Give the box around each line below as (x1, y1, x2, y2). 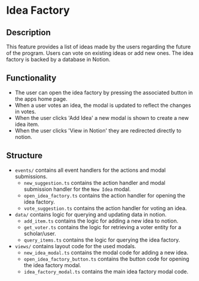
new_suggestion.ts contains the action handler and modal (23, 179, 166, 186)
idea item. (14, 121, 40, 128)
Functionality (6, 73, 57, 84)
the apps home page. (14, 95, 68, 102)
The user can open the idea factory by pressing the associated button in (14, 89, 193, 96)
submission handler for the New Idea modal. (23, 186, 131, 193)
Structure (6, 150, 43, 161)
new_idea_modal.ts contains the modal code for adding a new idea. (23, 249, 188, 256)
